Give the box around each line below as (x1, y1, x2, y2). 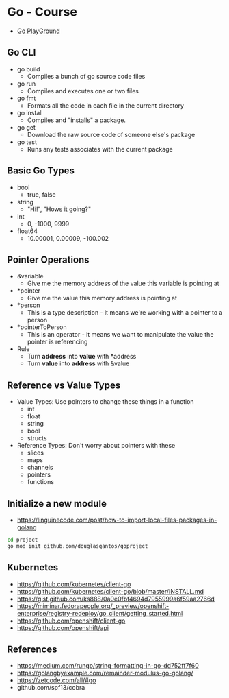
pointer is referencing (27, 337, 88, 346)
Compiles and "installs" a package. (27, 116, 126, 124)
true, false (27, 190, 56, 199)
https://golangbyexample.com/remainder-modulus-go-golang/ (16, 669, 193, 677)
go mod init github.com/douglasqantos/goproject (7, 542, 148, 549)
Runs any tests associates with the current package (27, 145, 173, 153)
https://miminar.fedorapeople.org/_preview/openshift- (16, 601, 170, 610)
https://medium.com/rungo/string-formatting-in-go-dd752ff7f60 (16, 662, 200, 670)
